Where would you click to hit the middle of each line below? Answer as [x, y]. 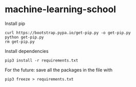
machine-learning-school [60, 9]
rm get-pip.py [20, 42]
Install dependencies [27, 51]
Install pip [15, 23]
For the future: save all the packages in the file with [59, 70]
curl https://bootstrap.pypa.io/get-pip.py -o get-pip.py [68, 33]
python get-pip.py [24, 37]
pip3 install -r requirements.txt [42, 60]
